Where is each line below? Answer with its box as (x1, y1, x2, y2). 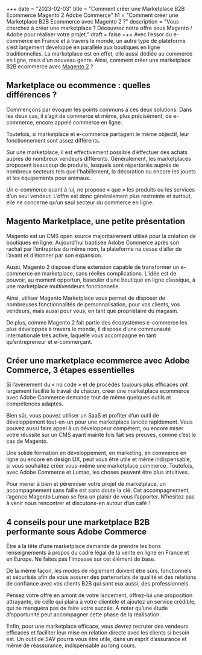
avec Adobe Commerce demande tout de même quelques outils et (6, 394, 171, 401)
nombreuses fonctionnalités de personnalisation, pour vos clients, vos (6, 300, 180, 308)
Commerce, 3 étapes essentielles (6, 365, 135, 375)
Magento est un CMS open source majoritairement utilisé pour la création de (6, 232, 196, 239)
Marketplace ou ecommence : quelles (6, 80, 151, 91)
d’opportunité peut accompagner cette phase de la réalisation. (6, 611, 161, 618)
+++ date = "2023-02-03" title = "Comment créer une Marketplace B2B (6, 5, 185, 12)
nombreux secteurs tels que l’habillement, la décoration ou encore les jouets (6, 167, 196, 175)
